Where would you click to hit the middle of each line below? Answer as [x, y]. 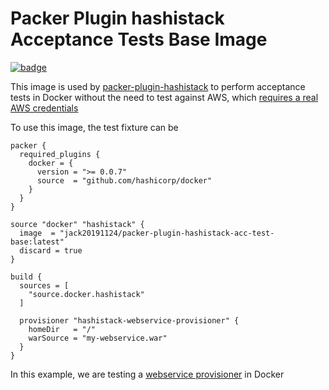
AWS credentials [44, 108]
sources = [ [44, 285]
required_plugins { [60, 154]
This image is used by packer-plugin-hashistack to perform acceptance [158, 86]
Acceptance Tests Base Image [139, 39]
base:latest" [37, 242]
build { [26, 277]
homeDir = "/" [62, 329]
